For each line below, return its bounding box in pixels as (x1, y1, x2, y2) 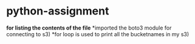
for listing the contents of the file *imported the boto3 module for (6, 24, 172, 31)
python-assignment (6, 4, 109, 18)
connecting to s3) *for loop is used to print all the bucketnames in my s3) (6, 30, 190, 37)
